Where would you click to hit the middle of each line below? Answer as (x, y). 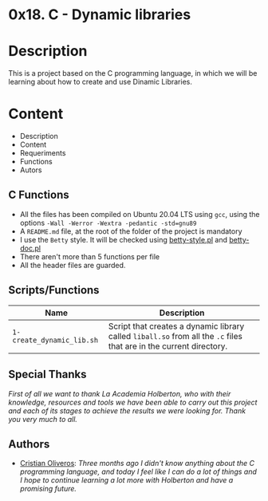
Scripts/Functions (54, 290)
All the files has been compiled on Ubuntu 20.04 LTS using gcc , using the (140, 214)
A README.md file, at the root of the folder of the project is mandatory (131, 231)
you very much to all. (43, 419)
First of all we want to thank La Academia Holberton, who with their (120, 393)
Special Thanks (47, 375)
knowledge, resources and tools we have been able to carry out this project (133, 402)
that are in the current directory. (168, 346)
